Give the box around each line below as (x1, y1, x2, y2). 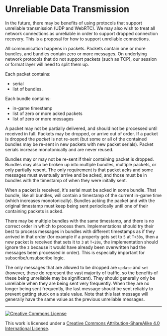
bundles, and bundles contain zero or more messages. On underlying (5, 51, 147, 57)
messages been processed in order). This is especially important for (5, 249, 145, 255)
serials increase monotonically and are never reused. (5, 146, 114, 152)
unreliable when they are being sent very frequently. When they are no (5, 280, 150, 286)
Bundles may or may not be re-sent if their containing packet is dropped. (5, 156, 154, 162)
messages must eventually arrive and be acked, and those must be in (5, 172, 148, 178)
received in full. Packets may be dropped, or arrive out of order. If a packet (5, 130, 158, 136)
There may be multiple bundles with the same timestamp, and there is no (5, 218, 155, 224)
